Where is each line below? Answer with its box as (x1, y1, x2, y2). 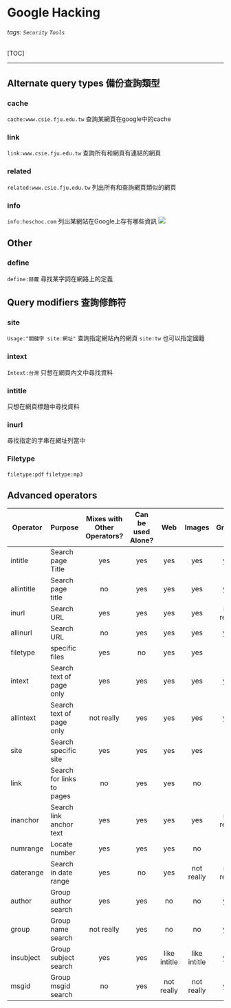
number (50, 848, 76, 857)
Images (184, 523, 210, 532)
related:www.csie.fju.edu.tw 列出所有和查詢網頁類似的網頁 (7, 183, 177, 191)
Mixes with (85, 514, 123, 524)
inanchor (10, 815, 39, 825)
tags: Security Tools (7, 28, 65, 36)
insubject (10, 953, 41, 963)
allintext (10, 713, 36, 723)
